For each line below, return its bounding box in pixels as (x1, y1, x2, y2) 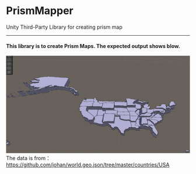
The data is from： (6, 154, 51, 162)
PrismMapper (6, 4, 74, 18)
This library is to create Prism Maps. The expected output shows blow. (6, 42, 181, 49)
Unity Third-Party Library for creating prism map (6, 23, 123, 30)
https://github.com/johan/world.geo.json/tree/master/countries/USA (6, 161, 170, 168)
